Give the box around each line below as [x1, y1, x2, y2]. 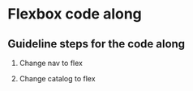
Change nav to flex [19, 58, 83, 68]
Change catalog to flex [19, 74, 96, 83]
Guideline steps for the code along [7, 37, 186, 51]
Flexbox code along [7, 5, 143, 23]
